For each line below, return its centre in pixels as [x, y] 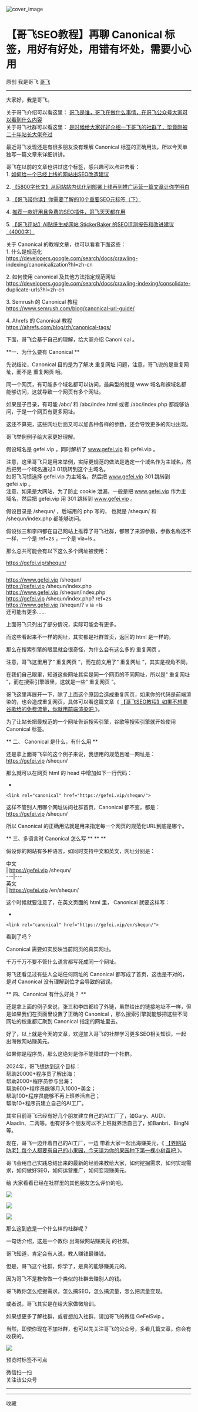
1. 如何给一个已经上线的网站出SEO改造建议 [58, 174]
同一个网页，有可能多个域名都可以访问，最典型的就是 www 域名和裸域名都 [96, 384]
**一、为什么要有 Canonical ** [43, 352]
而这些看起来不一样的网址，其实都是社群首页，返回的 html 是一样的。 [90, 636]
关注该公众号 [21, 1380]
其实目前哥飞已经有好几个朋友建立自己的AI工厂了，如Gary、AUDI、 [88, 1115]
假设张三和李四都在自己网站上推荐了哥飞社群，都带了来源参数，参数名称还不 [99, 531]
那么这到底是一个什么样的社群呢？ [47, 1228]
